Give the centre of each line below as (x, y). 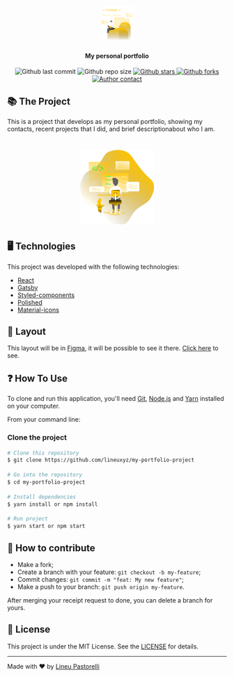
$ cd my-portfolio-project (46, 482)
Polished (30, 302)
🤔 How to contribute (51, 548)
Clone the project (37, 438)
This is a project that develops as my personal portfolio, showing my (105, 122)
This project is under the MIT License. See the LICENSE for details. (103, 646)
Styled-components (46, 295)
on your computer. (34, 406)
